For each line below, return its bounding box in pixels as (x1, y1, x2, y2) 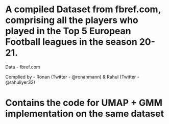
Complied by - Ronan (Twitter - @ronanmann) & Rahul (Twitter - (5, 73, 139, 80)
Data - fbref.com (5, 64, 40, 70)
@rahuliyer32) (5, 79, 36, 85)
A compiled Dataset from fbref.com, (5, 4, 161, 15)
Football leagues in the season (5, 36, 138, 48)
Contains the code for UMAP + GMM (5, 97, 162, 109)
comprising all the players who (5, 14, 139, 26)
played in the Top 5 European (5, 26, 131, 37)
